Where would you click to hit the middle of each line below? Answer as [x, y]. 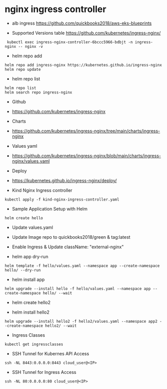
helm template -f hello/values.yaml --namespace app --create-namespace [82, 266]
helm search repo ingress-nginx [38, 92]
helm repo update [23, 69]
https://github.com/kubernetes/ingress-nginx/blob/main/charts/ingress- [87, 156]
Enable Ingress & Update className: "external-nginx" [68, 247]
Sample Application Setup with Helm [50, 209]
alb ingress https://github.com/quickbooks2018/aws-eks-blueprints [82, 23]
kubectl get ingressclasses [34, 344]
